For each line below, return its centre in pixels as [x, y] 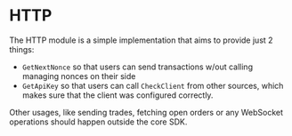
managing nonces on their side [79, 76]
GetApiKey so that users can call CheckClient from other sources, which [153, 85]
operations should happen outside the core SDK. [98, 122]
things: [22, 49]
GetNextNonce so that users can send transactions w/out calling [138, 67]
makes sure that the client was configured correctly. [118, 95]
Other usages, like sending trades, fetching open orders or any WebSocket [146, 112]
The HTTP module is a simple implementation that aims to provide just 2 [141, 40]
